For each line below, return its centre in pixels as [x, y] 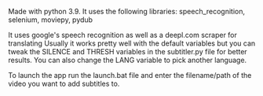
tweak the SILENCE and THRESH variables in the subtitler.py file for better [128, 52]
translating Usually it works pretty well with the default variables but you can [132, 43]
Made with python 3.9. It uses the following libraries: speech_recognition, [127, 11]
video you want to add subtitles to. [64, 83]
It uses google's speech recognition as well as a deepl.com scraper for [123, 35]
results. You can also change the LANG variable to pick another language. [128, 60]
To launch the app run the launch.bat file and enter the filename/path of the [130, 75]
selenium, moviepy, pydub [50, 20]
